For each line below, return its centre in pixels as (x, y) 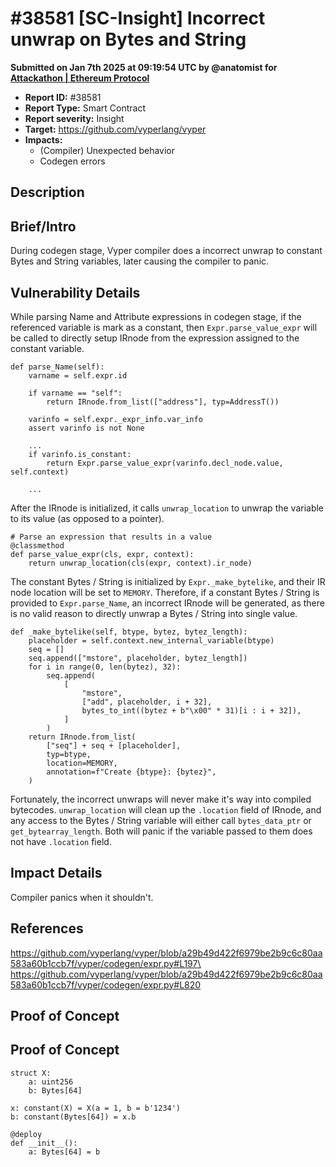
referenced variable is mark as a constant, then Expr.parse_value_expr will (164, 327)
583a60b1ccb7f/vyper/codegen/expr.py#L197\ (106, 963)
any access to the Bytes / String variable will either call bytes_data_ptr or (161, 820)
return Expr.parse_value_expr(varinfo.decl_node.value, (165, 463)
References (47, 928)
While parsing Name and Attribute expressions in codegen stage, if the (156, 316)
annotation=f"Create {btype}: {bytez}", (131, 772)
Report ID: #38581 (63, 97)
